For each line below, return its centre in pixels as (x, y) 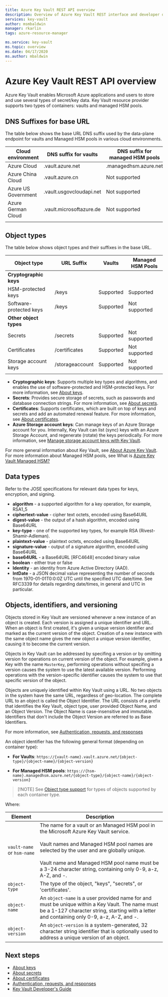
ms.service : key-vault (29, 42)
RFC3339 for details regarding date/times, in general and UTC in (79, 584)
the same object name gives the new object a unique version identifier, (78, 638)
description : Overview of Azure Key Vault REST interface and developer (82, 15)
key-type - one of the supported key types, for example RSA (75, 530)
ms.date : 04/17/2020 (27, 51)
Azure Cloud (22, 166)
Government (22, 195)
